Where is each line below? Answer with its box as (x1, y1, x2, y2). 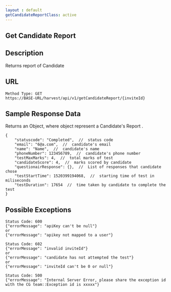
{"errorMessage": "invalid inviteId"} (5, 246, 88, 251)
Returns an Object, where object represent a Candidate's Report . (5, 123, 143, 129)
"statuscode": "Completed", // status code (14, 137, 114, 143)
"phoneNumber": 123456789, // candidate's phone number (14, 151, 141, 156)
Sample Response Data (5, 109, 81, 118)
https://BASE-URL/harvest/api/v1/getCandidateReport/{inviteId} (5, 96, 145, 101)
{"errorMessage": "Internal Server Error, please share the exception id (5, 278, 166, 283)
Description (5, 49, 44, 58)
